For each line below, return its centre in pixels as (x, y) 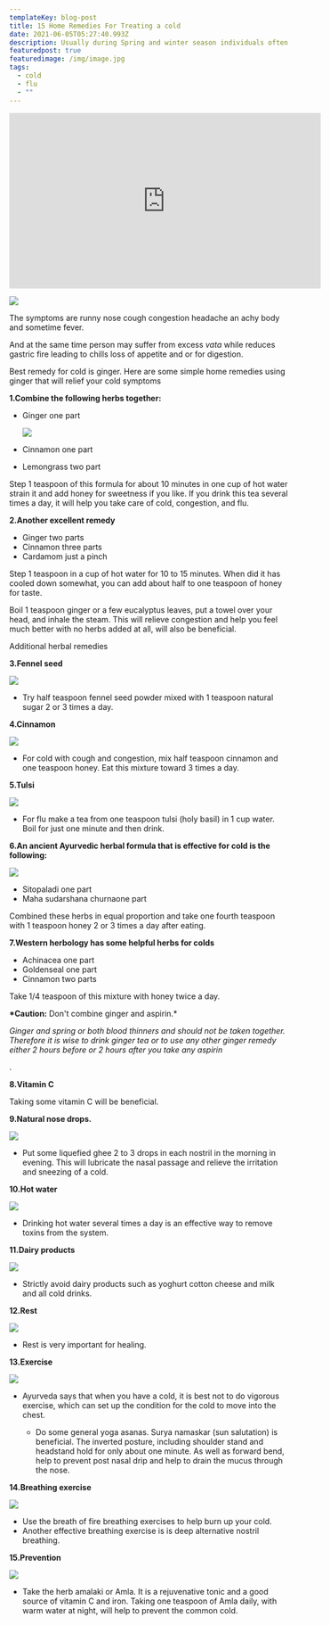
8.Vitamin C (32, 1084)
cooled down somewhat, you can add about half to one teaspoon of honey (146, 583)
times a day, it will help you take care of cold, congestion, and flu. (129, 503)
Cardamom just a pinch (65, 556)
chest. (34, 1415)
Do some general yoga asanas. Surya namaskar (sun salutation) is (157, 1431)
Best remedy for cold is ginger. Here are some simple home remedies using (148, 371)
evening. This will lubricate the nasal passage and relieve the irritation (150, 1162)
